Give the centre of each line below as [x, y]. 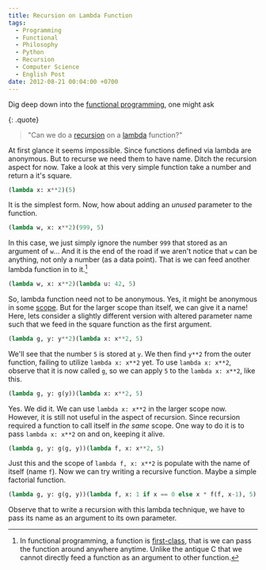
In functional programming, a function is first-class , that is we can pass [135, 541]
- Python [30, 52]
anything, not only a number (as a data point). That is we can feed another [129, 260]
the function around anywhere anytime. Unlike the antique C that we [131, 549]
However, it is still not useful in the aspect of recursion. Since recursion [124, 417]
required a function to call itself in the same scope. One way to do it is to [126, 425]
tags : [17, 23]
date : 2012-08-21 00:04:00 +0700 [63, 81]
